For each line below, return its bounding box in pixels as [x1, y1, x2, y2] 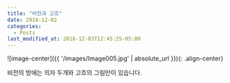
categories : [7, 23, 42, 29]
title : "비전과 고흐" [7, 10, 62, 17]
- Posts [13, 29, 36, 36]
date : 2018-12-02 [7, 16, 57, 23]
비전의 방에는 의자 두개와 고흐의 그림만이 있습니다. [7, 69, 143, 77]
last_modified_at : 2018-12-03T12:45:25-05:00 [7, 36, 141, 43]
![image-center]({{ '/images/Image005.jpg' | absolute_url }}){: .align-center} [7, 54, 224, 62]
